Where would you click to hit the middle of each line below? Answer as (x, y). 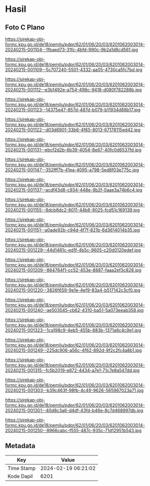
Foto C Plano (25, 27)
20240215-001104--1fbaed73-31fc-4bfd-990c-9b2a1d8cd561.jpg (72, 50)
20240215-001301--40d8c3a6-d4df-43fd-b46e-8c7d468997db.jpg (74, 410)
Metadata (20, 446)
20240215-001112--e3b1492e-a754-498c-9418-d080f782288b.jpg (74, 90)
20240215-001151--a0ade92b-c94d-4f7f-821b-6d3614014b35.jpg (73, 230)
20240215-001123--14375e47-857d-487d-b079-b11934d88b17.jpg (73, 110)
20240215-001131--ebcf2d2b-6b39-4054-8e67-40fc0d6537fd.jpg (73, 150)
